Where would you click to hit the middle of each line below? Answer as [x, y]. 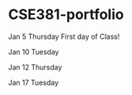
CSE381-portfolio [66, 15]
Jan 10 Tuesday [34, 51]
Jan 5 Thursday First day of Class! [64, 36]
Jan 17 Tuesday [34, 82]
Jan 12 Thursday [35, 67]
